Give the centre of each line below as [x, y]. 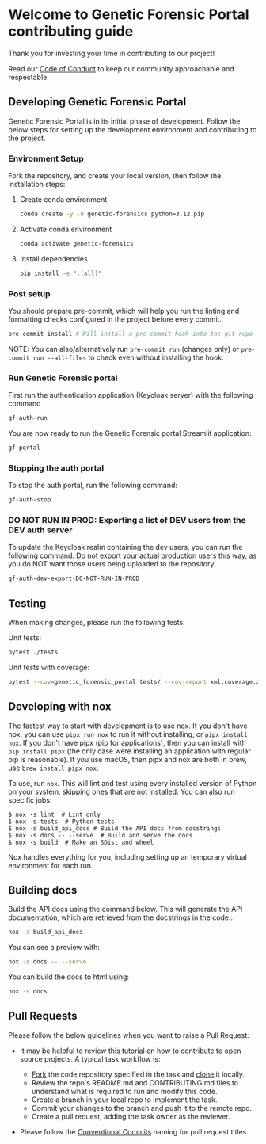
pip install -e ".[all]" [61, 273]
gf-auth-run [28, 418]
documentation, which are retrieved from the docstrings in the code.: [121, 917]
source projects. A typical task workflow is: [90, 1058]
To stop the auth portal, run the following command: [93, 486]
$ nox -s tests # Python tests [61, 822]
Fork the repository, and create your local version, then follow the [115, 176]
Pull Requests [43, 1016]
